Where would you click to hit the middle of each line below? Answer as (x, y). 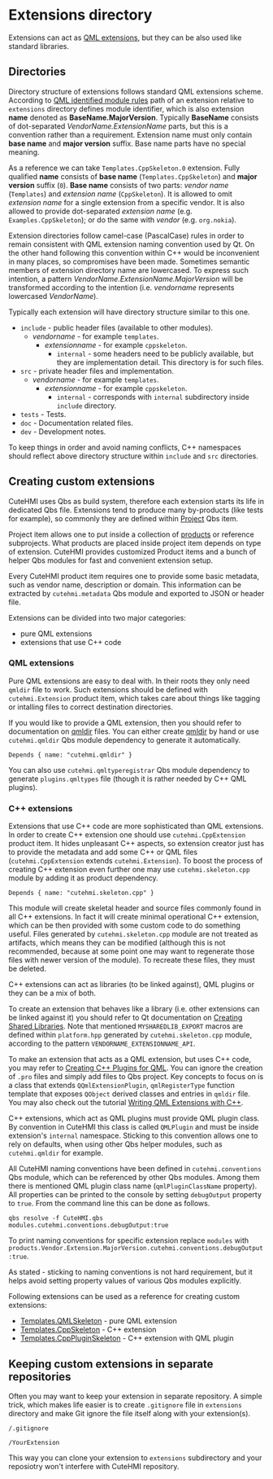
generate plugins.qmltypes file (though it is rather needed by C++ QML (128, 779)
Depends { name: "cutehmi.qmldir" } (70, 755)
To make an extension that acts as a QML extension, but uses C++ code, (130, 1060)
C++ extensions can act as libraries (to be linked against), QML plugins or (131, 985)
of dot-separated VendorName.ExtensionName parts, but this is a (119, 126)
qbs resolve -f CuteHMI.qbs (56, 1218)
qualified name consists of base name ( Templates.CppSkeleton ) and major (133, 176)
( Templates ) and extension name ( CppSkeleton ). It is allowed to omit (121, 194)
